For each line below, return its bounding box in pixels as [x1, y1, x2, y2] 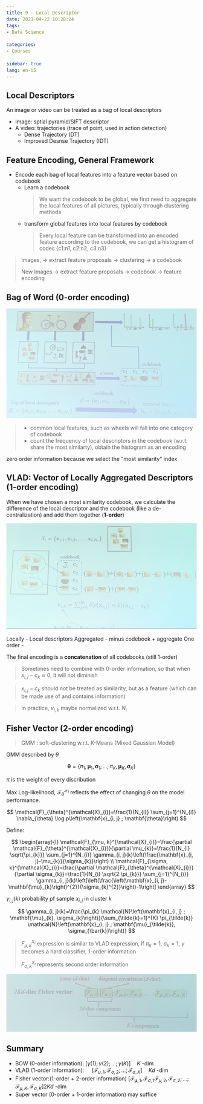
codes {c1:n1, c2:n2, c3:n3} [39, 245, 107, 252]
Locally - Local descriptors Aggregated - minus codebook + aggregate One [6, 635, 195, 642]
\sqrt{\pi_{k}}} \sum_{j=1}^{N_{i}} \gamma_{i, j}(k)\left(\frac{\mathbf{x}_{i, [10, 851, 193, 858]
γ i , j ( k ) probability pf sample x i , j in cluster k [6, 895, 112, 904]
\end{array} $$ [157, 883, 195, 890]
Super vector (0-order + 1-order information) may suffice [14, 1091, 157, 1098]
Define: [6, 826, 25, 834]
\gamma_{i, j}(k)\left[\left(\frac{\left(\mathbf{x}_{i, [36, 877, 160, 884]
